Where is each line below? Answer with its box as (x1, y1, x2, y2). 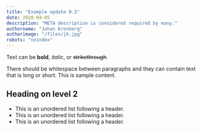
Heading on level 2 (6, 89, 78, 100)
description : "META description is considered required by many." (6, 20, 178, 26)
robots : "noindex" (6, 37, 53, 43)
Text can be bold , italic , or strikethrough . (6, 54, 108, 60)
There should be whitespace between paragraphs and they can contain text (6, 65, 196, 72)
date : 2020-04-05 (6, 14, 50, 21)
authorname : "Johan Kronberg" (6, 25, 83, 32)
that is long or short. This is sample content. (6, 72, 116, 78)
